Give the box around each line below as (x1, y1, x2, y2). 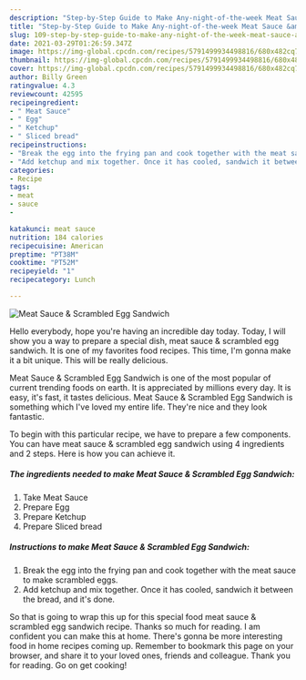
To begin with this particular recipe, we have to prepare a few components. (9, 429, 291, 440)
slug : (9, 30, 30, 39)
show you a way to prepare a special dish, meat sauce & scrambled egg (9, 335, 280, 346)
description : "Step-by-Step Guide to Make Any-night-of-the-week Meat (9, 13, 283, 23)
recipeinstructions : (9, 140, 88, 149)
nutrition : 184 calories (9, 233, 104, 242)
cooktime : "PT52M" (9, 259, 79, 268)
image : (9, 47, 35, 56)
